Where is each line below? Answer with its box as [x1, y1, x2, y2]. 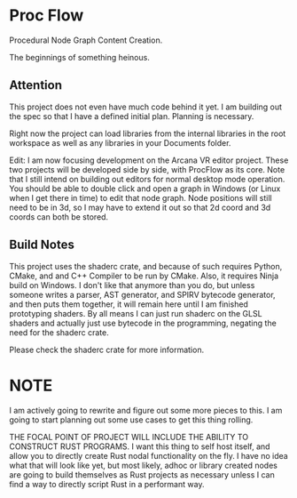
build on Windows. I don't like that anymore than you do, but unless [9, 279, 255, 290]
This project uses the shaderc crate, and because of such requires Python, [9, 261, 283, 271]
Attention [9, 77, 62, 93]
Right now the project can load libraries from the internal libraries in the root [9, 128, 286, 139]
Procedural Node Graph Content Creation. [9, 35, 163, 45]
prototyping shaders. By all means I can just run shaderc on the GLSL [9, 308, 263, 318]
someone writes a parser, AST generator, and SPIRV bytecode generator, [9, 289, 277, 300]
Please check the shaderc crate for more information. [9, 344, 205, 355]
